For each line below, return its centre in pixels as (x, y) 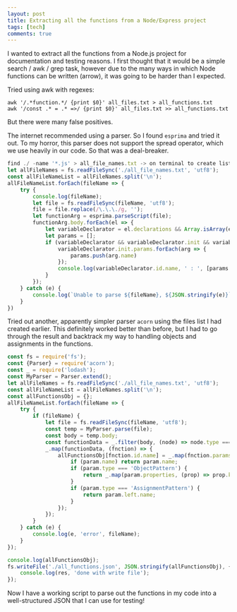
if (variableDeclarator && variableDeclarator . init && (127, 242)
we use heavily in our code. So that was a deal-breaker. (88, 151)
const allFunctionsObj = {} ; (50, 396)
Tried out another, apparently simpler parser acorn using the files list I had (115, 321)
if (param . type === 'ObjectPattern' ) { (129, 469)
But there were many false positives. (60, 122)
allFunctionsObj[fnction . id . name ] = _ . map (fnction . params (145, 455)
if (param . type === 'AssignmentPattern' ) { (135, 488)
